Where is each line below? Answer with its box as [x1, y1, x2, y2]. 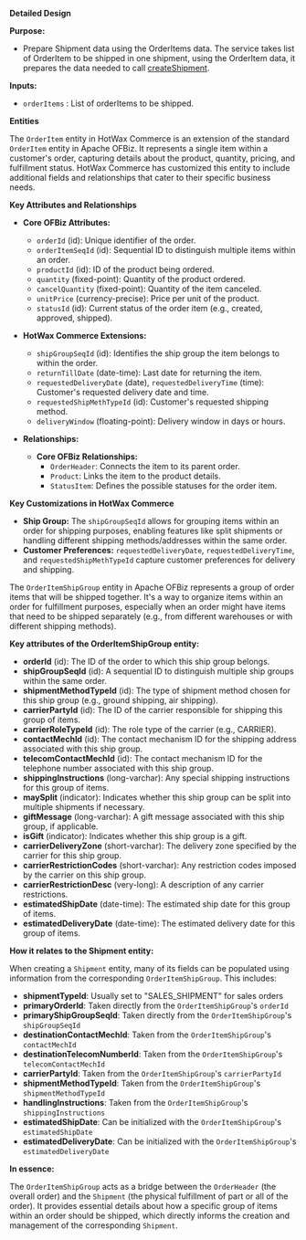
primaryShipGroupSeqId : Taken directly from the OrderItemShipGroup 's [22, 1010, 292, 1021]
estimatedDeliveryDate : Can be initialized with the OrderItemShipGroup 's [22, 1136, 297, 1147]
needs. [9, 182, 36, 193]
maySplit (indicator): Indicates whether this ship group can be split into [22, 792, 291, 803]
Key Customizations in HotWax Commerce [9, 498, 174, 509]
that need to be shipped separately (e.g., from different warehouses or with [9, 611, 293, 622]
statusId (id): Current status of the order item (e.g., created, [36, 303, 263, 313]
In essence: [9, 1163, 55, 1174]
